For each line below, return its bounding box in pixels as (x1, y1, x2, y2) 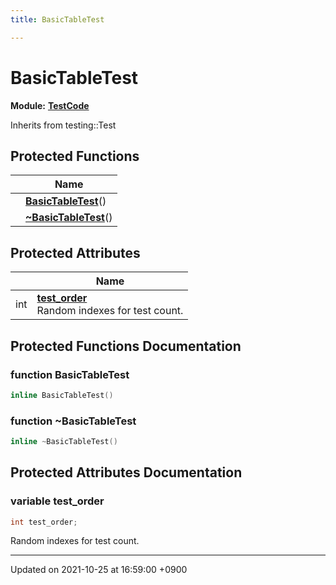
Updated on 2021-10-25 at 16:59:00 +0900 (10, 564, 188, 576)
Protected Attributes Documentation (10, 464, 243, 481)
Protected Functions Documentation (10, 337, 242, 355)
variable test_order (10, 494, 105, 508)
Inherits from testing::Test (10, 119, 117, 131)
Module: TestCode (10, 99, 90, 111)
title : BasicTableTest (10, 14, 105, 25)
